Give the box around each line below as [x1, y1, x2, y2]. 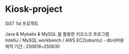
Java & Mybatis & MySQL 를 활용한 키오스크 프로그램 [5, 31, 110, 37]
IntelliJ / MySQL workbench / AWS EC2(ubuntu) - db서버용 [5, 37, 125, 43]
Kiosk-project [5, 3, 63, 15]
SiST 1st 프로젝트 [5, 20, 39, 26]
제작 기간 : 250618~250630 [5, 43, 60, 49]
